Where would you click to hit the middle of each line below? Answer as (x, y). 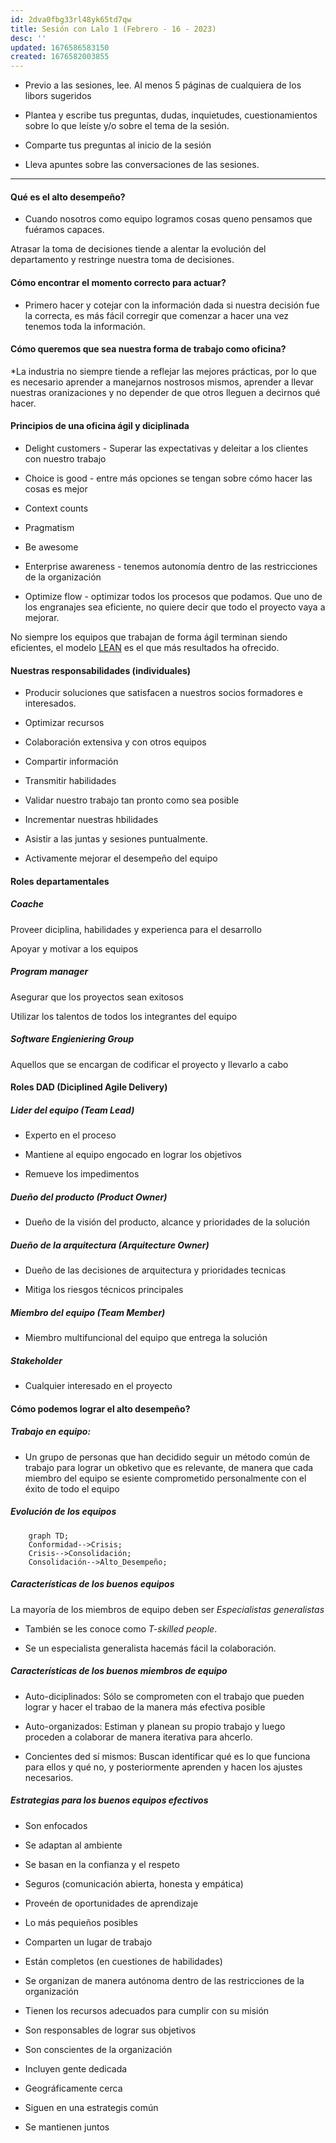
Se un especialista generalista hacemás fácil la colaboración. (150, 1648)
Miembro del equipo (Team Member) (88, 1312)
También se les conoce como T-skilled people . (121, 1628)
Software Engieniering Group (72, 1039)
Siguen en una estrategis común (91, 2107)
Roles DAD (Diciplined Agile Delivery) (89, 1087)
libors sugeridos (58, 96)
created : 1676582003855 (60, 57)
